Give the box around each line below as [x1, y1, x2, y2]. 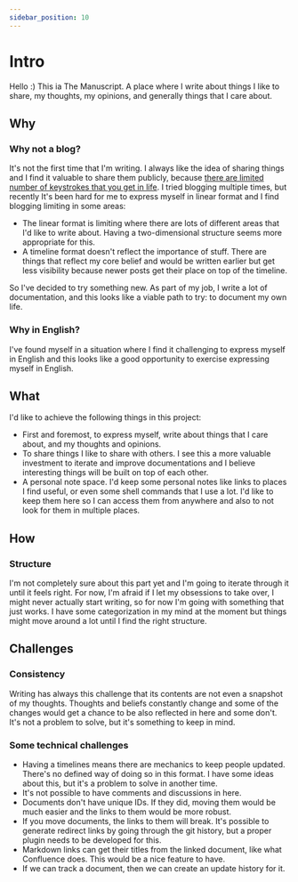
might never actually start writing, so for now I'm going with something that [9, 597, 285, 608]
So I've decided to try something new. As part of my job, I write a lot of [9, 282, 269, 294]
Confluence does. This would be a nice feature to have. [21, 854, 226, 864]
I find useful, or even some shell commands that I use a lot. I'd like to [21, 486, 274, 497]
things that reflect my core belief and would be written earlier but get [21, 255, 276, 267]
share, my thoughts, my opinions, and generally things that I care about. [9, 90, 273, 101]
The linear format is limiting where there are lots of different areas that [21, 218, 280, 229]
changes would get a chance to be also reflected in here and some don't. [9, 707, 278, 717]
